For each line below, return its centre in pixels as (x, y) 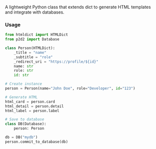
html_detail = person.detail (34, 106)
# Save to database (25, 119)
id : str (21, 75)
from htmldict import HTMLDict (37, 35)
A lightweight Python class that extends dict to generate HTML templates (78, 7)
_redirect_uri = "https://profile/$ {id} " (56, 62)
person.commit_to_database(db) (37, 142)
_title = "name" (30, 52)
